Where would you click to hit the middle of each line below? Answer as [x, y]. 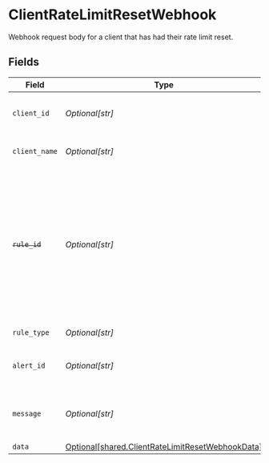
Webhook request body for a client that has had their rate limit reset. [121, 37]
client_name [35, 151]
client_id [31, 113]
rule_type [31, 332]
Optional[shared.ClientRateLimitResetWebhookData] [164, 446]
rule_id [27, 244]
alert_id [29, 365]
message [27, 413]
